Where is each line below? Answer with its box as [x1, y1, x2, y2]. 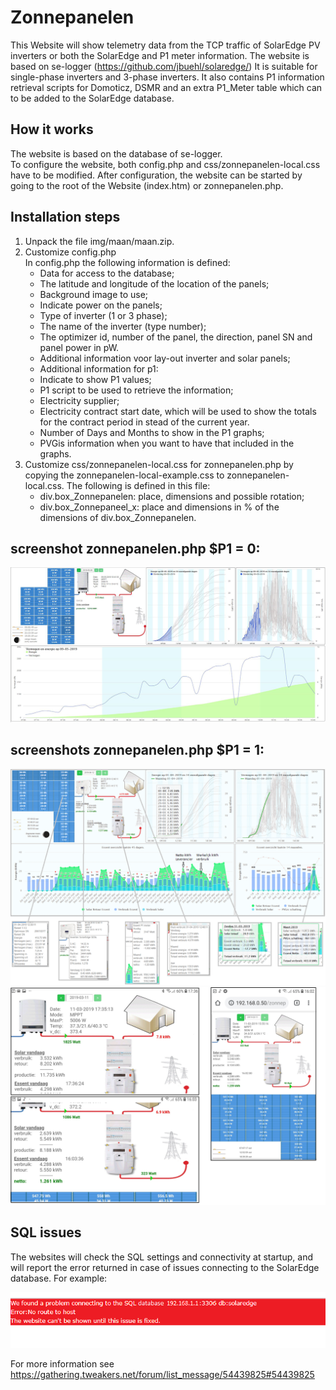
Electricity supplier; [39, 394, 120, 406]
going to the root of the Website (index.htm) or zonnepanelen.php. [10, 179, 284, 191]
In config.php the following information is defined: [24, 256, 231, 268]
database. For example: [10, 1272, 108, 1284]
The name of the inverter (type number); [39, 320, 207, 332]
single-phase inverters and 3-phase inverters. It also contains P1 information [10, 71, 325, 83]
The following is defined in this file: [66, 479, 211, 491]
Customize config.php [24, 246, 117, 258]
